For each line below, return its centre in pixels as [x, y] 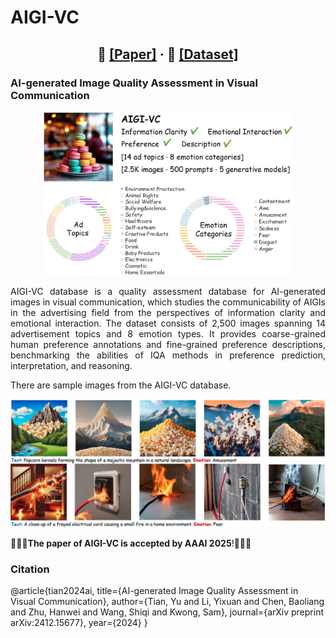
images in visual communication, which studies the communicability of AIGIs [168, 302]
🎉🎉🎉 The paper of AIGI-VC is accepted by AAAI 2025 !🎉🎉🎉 [131, 543]
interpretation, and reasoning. [71, 366]
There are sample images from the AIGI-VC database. [121, 385]
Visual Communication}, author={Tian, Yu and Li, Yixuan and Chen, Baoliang [167, 601]
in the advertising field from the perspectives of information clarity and [168, 313]
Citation [30, 569]
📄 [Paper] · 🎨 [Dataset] [168, 54]
